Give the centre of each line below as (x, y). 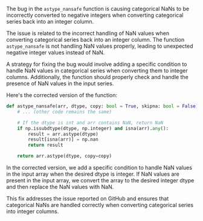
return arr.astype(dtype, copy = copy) (65, 156)
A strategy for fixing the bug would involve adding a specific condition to (97, 64)
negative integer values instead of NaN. (56, 53)
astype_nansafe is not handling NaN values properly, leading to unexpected (100, 46)
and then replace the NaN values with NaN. (60, 187)
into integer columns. (33, 211)
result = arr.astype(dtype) (63, 134)
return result (46, 145)
